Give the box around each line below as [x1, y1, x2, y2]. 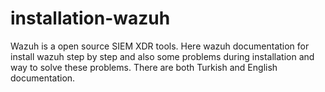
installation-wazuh [10, 7, 171, 30]
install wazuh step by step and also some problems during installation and [10, 50, 315, 62]
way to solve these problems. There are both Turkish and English [10, 61, 278, 73]
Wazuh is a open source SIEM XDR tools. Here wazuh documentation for [10, 40, 310, 52]
